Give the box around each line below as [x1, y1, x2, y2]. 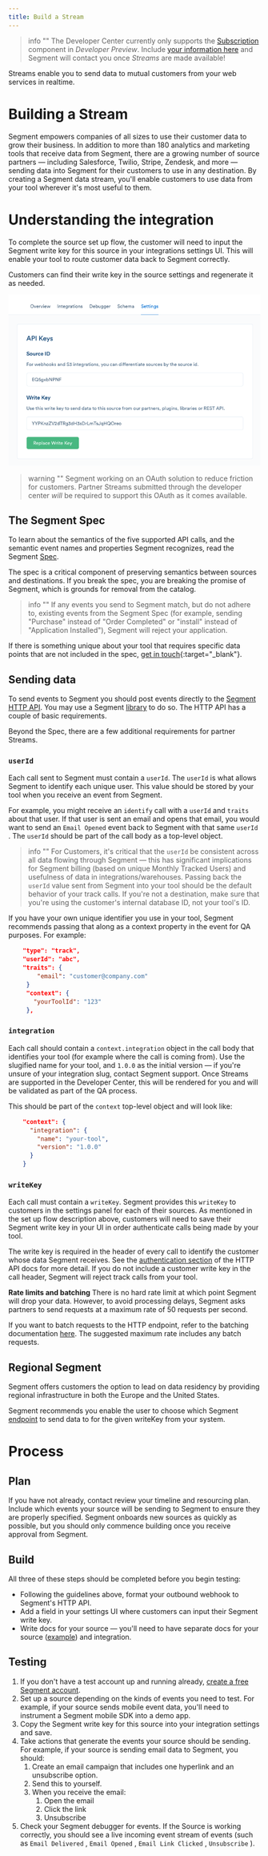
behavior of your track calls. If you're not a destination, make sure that [27, 889, 260, 899]
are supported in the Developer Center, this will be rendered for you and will [8, 1077, 258, 1087]
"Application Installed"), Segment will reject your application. [27, 626, 228, 635]
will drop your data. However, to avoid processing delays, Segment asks [8, 1296, 246, 1306]
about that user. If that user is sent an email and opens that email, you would [8, 814, 260, 824]
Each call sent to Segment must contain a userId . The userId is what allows [8, 773, 257, 783]
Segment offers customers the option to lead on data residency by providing [8, 1382, 260, 1391]
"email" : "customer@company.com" [37, 972, 149, 980]
